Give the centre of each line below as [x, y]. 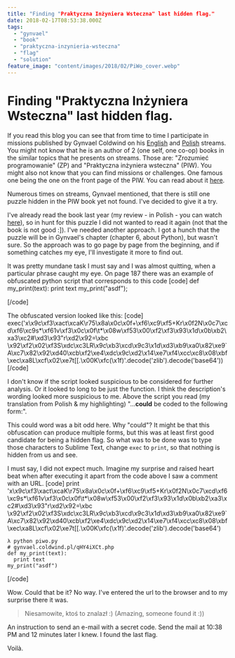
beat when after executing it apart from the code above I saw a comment [113, 476]
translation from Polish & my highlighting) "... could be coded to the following [117, 404]
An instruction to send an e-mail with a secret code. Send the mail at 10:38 [115, 627]
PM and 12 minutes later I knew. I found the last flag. [82, 634]
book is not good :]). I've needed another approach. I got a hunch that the [114, 230]
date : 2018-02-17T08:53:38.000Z [54, 20]
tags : [15, 27]
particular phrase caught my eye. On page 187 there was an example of [110, 273]
